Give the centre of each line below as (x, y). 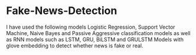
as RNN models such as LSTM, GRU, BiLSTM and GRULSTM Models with (95, 39)
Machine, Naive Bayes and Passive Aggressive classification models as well (98, 33)
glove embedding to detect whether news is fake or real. (75, 46)
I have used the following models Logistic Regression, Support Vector (91, 27)
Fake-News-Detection (62, 11)
